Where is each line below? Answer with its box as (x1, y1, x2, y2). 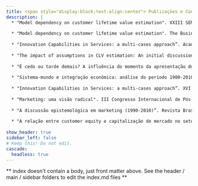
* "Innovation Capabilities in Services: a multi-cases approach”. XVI (11, 86, 192, 92)
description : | (6, 14, 44, 20)
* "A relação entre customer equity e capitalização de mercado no (11, 119, 181, 125)
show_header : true (6, 129, 51, 136)
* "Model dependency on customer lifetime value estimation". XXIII (11, 19, 183, 25)
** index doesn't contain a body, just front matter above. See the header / (6, 168, 184, 175)
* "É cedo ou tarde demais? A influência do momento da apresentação (11, 63, 186, 70)
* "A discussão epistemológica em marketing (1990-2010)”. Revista (11, 107, 181, 113)
